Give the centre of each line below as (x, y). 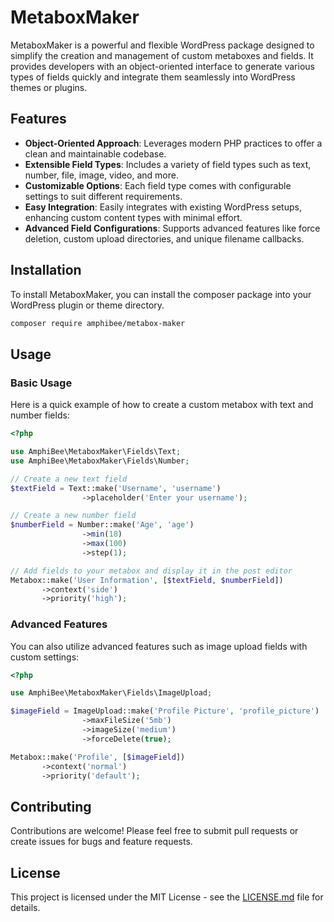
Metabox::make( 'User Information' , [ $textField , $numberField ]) (147, 580)
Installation (46, 270)
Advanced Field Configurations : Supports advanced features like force (172, 228)
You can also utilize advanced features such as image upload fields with (159, 646)
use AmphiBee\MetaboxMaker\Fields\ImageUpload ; (111, 693)
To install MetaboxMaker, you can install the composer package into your (161, 294)
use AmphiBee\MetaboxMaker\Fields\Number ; (100, 461)
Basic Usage (41, 383)
